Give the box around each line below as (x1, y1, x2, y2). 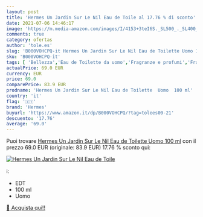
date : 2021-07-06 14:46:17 (6, 20, 74, 26)
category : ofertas (6, 37, 53, 43)
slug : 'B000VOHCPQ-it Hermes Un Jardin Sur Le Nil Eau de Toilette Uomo (6, 48, 193, 54)
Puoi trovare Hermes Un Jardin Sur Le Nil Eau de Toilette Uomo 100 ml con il (6, 137, 196, 145)
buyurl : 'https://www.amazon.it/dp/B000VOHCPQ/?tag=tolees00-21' (6, 110, 174, 116)
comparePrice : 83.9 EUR (6, 82, 66, 88)
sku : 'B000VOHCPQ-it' (6, 54, 61, 60)
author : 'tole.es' (6, 43, 53, 49)
